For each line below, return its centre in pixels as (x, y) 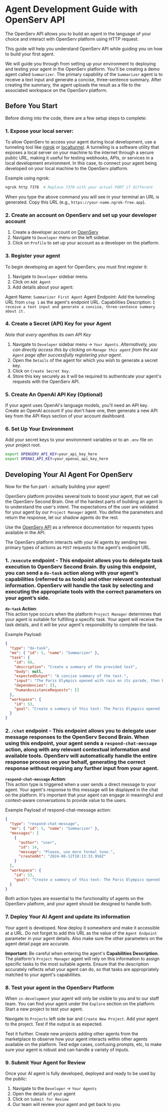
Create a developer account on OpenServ (55, 232)
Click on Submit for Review (40, 1099)
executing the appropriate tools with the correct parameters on (83, 591)
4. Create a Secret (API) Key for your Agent (58, 323)
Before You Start (31, 106)
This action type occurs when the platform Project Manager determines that (83, 614)
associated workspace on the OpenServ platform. (56, 90)
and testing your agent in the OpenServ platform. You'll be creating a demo (82, 69)
